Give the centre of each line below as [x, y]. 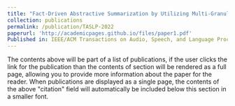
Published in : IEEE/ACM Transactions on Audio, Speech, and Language [111, 40]
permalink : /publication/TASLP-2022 [60, 26]
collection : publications [45, 20]
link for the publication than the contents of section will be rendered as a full [117, 67]
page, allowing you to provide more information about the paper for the [109, 75]
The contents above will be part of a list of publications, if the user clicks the [117, 59]
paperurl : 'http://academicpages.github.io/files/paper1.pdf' [100, 33]
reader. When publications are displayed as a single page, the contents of [113, 82]
